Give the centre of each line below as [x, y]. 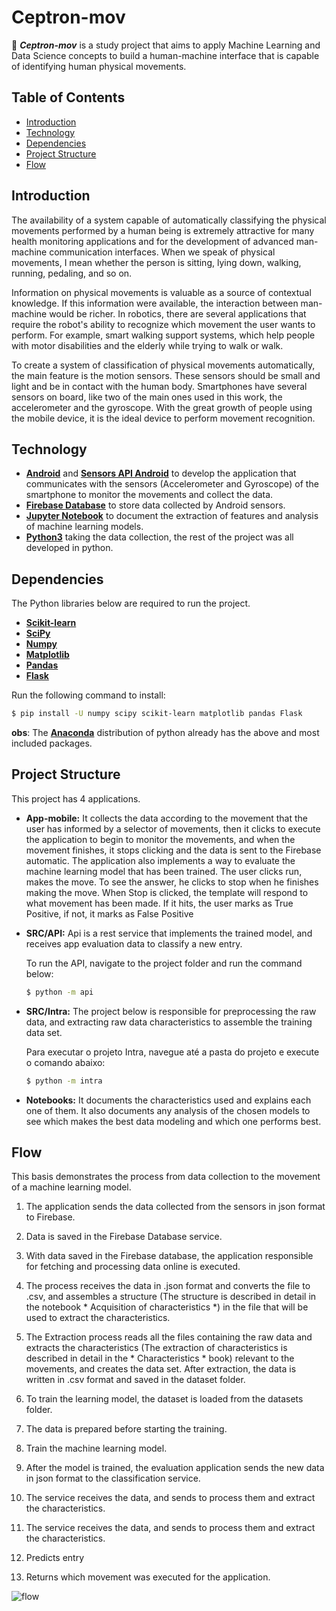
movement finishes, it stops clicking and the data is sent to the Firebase [173, 850]
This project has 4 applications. [76, 798]
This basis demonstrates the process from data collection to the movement [166, 1177]
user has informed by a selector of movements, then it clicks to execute [173, 828]
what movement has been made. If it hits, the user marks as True [159, 903]
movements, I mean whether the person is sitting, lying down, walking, [156, 262]
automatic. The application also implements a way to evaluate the [160, 860]
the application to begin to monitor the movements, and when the [160, 839]
